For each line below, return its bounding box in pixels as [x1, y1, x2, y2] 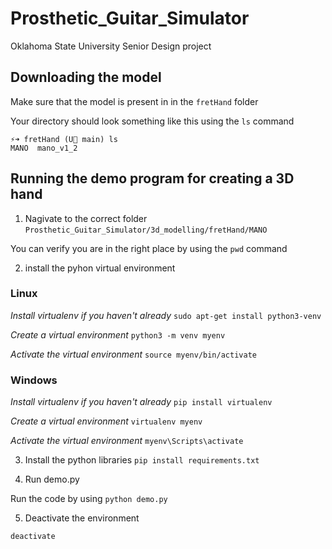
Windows [10, 373, 58, 387]
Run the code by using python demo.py [10, 493, 168, 505]
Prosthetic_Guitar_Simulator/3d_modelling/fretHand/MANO [24, 225, 268, 235]
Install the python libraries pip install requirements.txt [24, 454, 260, 466]
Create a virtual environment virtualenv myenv [10, 415, 203, 427]
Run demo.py [24, 473, 80, 486]
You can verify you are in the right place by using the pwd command [10, 242, 288, 254]
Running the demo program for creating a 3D [10, 170, 295, 187]
